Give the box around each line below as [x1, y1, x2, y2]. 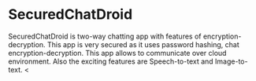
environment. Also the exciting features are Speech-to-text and [8, 57, 214, 66]
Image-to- [215, 57, 248, 66]
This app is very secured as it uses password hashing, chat [46, 39, 240, 49]
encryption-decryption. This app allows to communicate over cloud [8, 48, 227, 57]
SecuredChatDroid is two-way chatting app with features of [8, 31, 202, 41]
